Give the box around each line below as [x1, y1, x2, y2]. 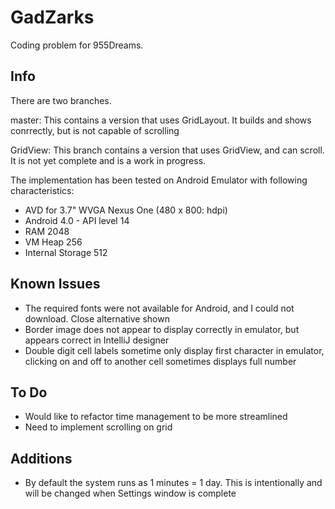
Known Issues [10, 276, 101, 293]
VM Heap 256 [24, 236, 83, 248]
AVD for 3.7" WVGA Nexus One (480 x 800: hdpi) [24, 204, 228, 216]
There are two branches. [10, 94, 112, 106]
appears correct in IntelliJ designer [24, 334, 170, 346]
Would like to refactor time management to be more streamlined [24, 411, 288, 423]
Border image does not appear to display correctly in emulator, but [24, 323, 300, 335]
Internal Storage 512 [24, 246, 108, 258]
